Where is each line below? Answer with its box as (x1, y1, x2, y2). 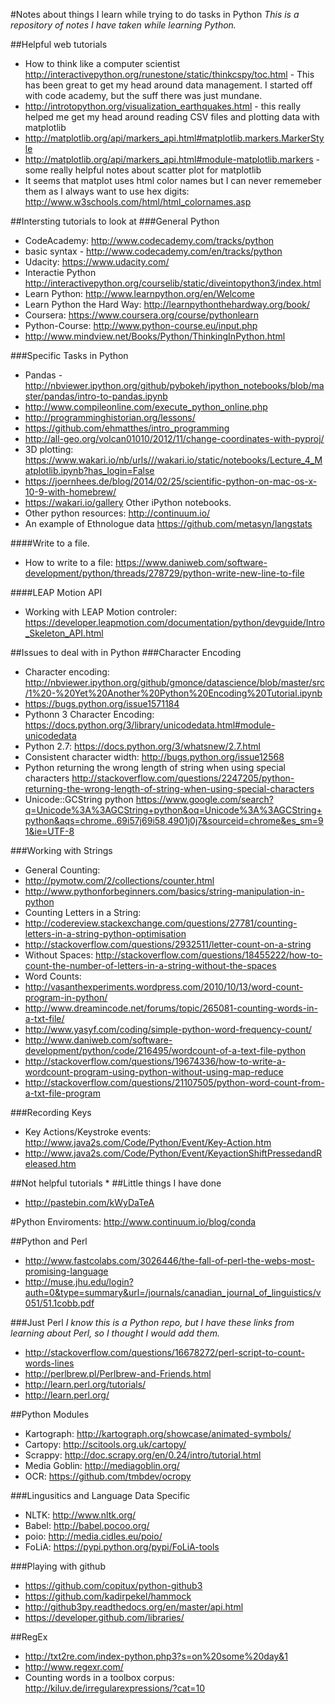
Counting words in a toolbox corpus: (24, 1672, 175, 1683)
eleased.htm (24, 1158, 77, 1169)
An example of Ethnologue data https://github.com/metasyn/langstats (24, 518, 313, 529)
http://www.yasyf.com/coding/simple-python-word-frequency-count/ (24, 1024, 313, 1035)
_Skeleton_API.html (24, 627, 104, 639)
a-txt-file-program (24, 1087, 101, 1099)
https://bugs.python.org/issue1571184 (24, 698, 180, 709)
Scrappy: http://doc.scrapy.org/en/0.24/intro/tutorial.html (24, 1449, 262, 1461)
